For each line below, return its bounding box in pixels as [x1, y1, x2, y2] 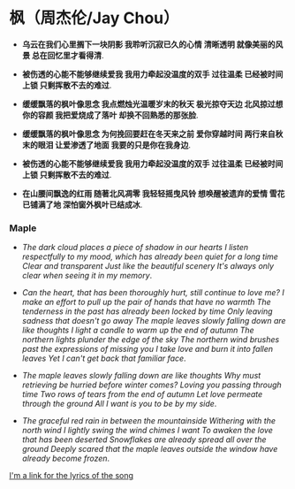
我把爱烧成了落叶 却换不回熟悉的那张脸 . [55, 110, 199, 120]
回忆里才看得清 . [47, 50, 104, 60]
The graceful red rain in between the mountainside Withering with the [21, 416, 276, 426]
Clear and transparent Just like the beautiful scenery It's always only [21, 261, 275, 271]
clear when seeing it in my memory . [21, 271, 153, 281]
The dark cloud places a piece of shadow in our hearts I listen [21, 242, 249, 253]
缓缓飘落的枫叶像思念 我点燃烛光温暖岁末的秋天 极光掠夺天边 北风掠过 [21, 98, 276, 109]
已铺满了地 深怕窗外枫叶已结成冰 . [21, 199, 143, 210]
